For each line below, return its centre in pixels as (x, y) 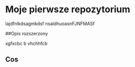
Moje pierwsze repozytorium (68, 9)
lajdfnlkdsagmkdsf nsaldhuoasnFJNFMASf (50, 24)
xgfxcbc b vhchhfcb (26, 43)
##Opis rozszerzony (27, 33)
